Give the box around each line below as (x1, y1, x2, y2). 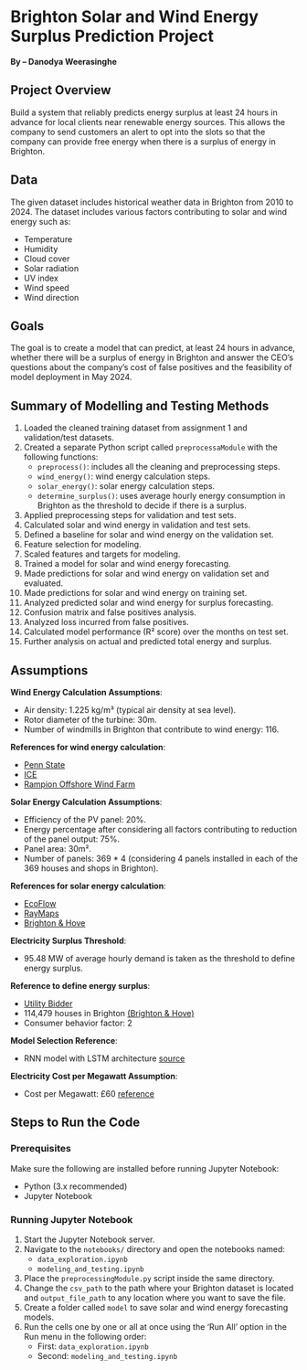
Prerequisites (10, 1142, 71, 1155)
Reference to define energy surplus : (10, 981, 151, 991)
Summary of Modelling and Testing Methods (10, 398, 270, 413)
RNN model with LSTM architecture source (23, 1053, 185, 1064)
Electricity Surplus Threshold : (10, 935, 127, 946)
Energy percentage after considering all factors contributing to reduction (23, 824, 298, 834)
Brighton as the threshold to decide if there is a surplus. (37, 500, 248, 511)
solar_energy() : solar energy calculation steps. (37, 481, 216, 492)
